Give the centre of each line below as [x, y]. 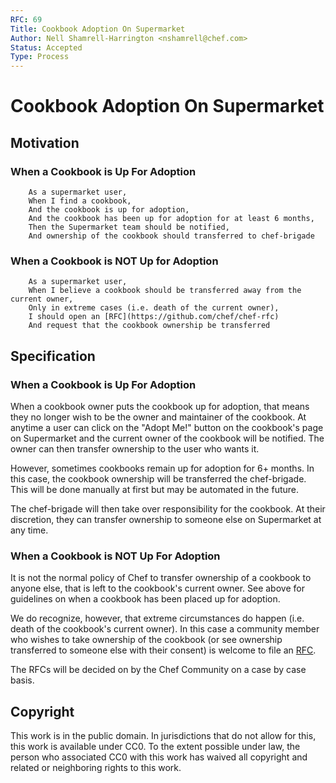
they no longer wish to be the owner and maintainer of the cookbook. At [158, 417]
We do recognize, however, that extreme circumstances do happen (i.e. [157, 618]
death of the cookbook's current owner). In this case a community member [165, 629]
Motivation [45, 142]
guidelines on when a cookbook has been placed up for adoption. [145, 599]
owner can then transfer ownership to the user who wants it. [135, 448]
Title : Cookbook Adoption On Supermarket [98, 29]
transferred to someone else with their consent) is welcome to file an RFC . [163, 650]
